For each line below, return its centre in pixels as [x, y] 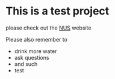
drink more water [36, 51]
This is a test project [57, 11]
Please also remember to [36, 39]
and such [26, 64]
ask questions [32, 57]
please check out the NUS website [48, 28]
